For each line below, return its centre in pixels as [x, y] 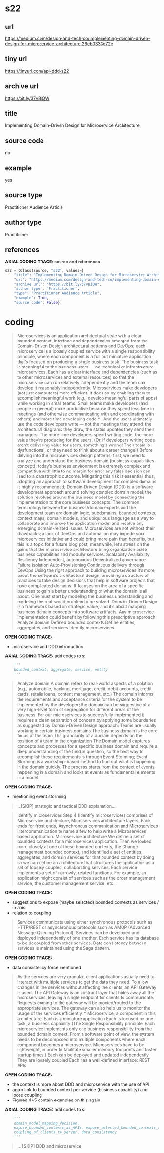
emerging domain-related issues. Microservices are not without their [86, 528]
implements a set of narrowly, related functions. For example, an [82, 873]
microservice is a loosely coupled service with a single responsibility [86, 351]
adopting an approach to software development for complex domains [87, 482]
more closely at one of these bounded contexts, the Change [77, 847]
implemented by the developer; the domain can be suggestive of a [84, 705]
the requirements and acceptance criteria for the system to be [80, 699]
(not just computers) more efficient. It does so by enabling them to [84, 393]
